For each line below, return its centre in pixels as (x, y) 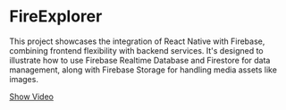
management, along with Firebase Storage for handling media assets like (143, 70)
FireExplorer (56, 17)
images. (24, 79)
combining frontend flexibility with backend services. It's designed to (136, 50)
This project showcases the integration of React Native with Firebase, (137, 41)
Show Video (31, 97)
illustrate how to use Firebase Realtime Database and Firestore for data (140, 60)
